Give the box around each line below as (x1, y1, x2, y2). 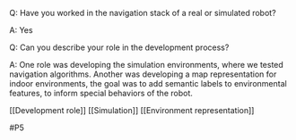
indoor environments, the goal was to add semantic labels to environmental (9, 78, 287, 88)
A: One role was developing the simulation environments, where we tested (9, 60, 284, 70)
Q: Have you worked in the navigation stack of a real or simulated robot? (9, 8, 276, 18)
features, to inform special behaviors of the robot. (9, 88, 193, 98)
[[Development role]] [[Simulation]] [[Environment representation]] (9, 105, 255, 115)
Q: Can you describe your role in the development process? (9, 42, 230, 53)
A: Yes (9, 25, 33, 35)
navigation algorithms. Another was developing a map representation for (9, 69, 277, 79)
